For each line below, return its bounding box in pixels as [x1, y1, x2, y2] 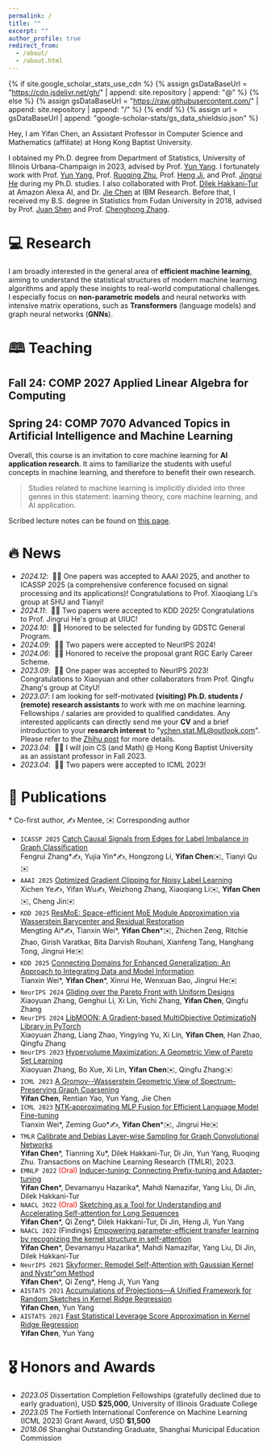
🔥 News [8, 544, 62, 563]
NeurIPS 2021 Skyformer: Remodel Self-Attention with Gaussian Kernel [19, 1260, 254, 1270]
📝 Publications [8, 788, 107, 806]
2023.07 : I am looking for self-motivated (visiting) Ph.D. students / [19, 691, 244, 702]
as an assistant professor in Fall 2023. [19, 752, 147, 761]
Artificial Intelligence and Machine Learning [8, 429, 234, 443]
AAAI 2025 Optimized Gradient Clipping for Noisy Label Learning [19, 876, 232, 885]
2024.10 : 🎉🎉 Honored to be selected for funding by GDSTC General [19, 622, 246, 633]
